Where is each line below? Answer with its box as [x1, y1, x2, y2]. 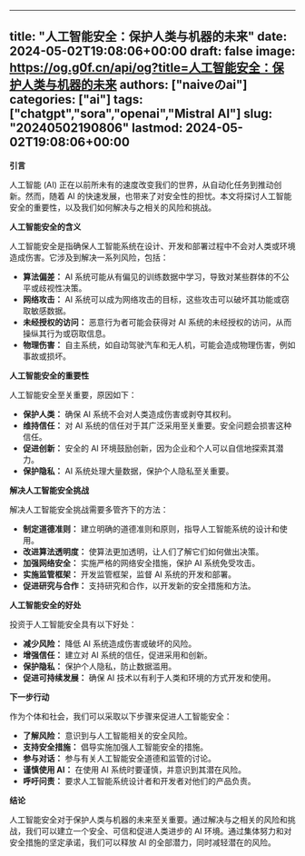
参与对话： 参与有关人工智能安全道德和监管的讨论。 [22, 752, 216, 763]
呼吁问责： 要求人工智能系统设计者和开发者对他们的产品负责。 [22, 775, 256, 786]
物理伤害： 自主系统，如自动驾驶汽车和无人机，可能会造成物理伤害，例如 [22, 339, 296, 350]
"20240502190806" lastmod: [9, 120, 183, 136]
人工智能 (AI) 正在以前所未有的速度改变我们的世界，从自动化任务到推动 [9, 179, 274, 190]
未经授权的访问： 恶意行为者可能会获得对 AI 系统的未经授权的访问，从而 [22, 316, 292, 327]
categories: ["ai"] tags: [9, 92, 143, 107]
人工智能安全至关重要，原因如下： [9, 389, 137, 400]
